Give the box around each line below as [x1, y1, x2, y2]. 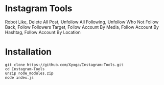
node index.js [5, 75, 34, 80]
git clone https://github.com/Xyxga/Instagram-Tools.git [5, 62, 124, 67]
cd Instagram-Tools [5, 67, 45, 71]
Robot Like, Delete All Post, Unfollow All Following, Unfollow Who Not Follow [5, 19, 159, 25]
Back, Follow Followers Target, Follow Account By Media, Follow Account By [5, 24, 159, 30]
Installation [5, 47, 52, 57]
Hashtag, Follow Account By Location [5, 29, 81, 35]
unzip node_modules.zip [5, 71, 54, 76]
